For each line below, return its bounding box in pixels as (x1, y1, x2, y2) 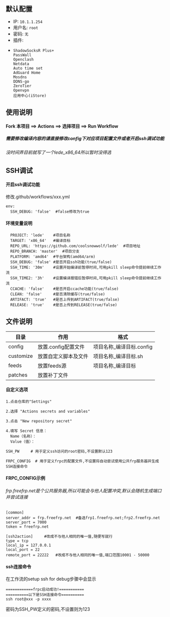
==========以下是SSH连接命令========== (6, 592, 84, 597)
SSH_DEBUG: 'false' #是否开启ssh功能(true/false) (10, 259, 112, 265)
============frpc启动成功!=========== (6, 587, 85, 592)
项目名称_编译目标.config (93, 343, 153, 350)
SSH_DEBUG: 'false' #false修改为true (10, 209, 90, 214)
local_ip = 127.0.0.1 (6, 542, 51, 548)
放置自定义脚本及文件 (37, 352, 89, 359)
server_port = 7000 (6, 520, 47, 525)
